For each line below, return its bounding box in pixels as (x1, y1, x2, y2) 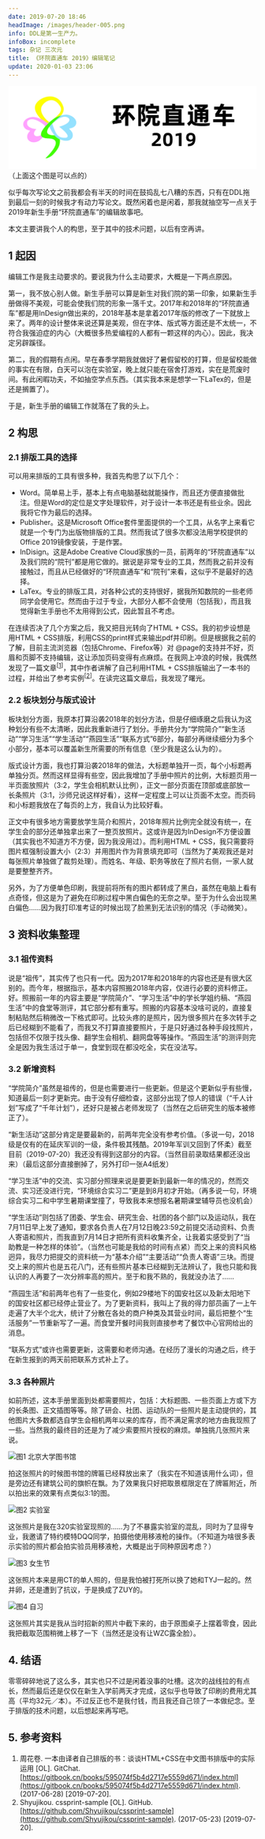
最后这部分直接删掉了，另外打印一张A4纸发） (24, 1159, 174, 1168)
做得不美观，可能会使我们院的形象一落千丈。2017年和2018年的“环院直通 (14, 298, 250, 308)
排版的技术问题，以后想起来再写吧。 (14, 1706, 132, 1715)
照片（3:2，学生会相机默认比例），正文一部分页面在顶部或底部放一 (35, 780, 251, 789)
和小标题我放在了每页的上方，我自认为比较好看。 (8, 800, 167, 809)
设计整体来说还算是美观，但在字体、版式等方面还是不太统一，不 (49, 318, 257, 328)
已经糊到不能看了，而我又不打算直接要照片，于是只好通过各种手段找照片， (14, 1022, 257, 1032)
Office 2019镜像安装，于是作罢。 (19, 537, 127, 547)
